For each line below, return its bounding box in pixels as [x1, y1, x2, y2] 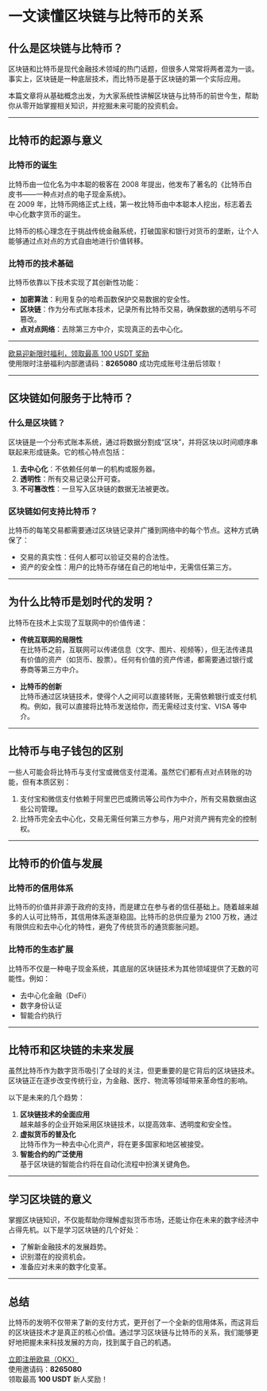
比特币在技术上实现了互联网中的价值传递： [8, 618, 148, 627]
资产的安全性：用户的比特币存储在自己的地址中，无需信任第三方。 [19, 562, 236, 572]
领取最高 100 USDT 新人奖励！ [8, 1374, 109, 1384]
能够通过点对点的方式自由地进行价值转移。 [8, 236, 148, 245]
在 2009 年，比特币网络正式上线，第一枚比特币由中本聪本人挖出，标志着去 [8, 199, 253, 209]
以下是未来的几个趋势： [8, 1092, 85, 1103]
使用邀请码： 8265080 [8, 1365, 82, 1374]
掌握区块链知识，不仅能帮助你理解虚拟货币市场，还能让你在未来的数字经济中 [8, 1215, 259, 1225]
